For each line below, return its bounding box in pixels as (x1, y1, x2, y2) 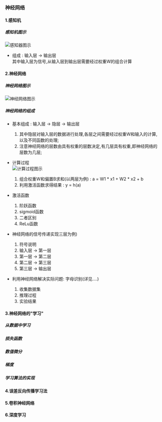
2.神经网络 (5, 71, 27, 77)
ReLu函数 (19, 221, 38, 227)
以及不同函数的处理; (19, 137, 59, 143)
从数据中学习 (5, 322, 30, 328)
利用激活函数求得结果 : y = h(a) (19, 182, 81, 188)
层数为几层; (19, 149, 42, 156)
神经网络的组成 (5, 108, 35, 113)
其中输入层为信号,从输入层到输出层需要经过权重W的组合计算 (12, 59, 132, 64)
